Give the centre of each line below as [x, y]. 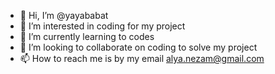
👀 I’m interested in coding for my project [102, 26]
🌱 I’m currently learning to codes [87, 36]
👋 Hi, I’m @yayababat [64, 15]
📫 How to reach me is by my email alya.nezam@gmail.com [142, 58]
